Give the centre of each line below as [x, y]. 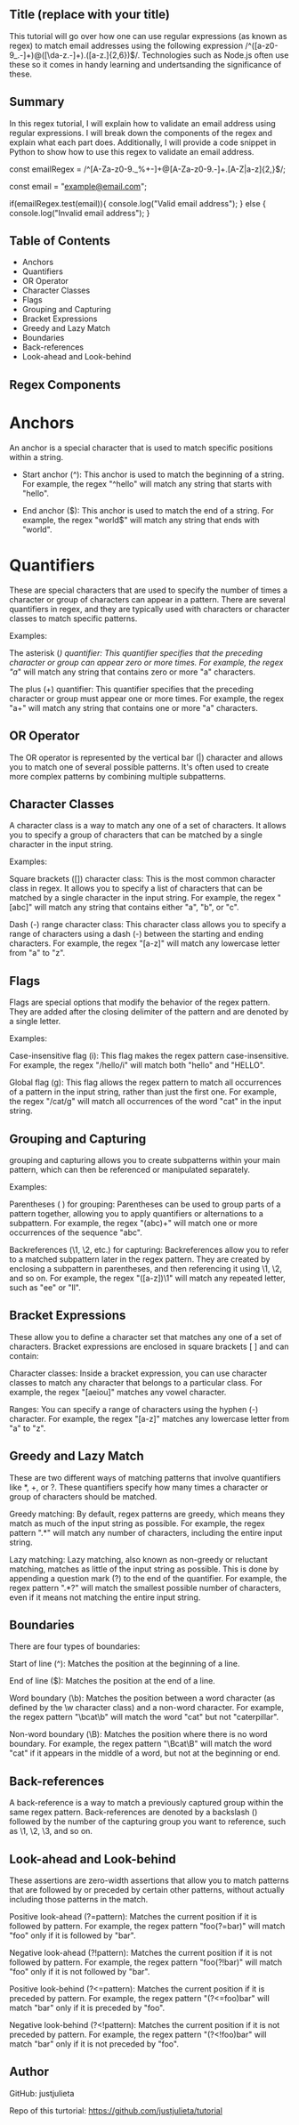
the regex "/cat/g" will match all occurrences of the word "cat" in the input [145, 1102]
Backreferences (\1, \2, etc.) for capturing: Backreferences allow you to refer [149, 1249]
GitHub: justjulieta [42, 2093]
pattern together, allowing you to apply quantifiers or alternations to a [137, 1213]
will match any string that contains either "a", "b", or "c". [137, 908]
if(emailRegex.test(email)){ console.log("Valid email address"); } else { [138, 203]
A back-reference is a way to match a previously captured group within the [146, 1803]
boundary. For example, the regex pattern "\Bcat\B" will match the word [141, 1744]
